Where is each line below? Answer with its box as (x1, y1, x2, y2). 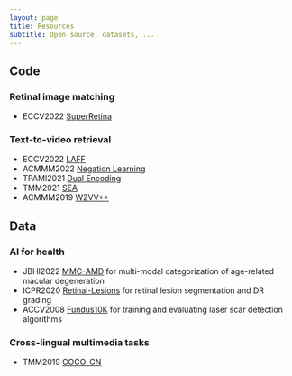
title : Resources (9, 22, 75, 31)
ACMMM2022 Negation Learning (22, 163, 146, 174)
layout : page (9, 13, 59, 23)
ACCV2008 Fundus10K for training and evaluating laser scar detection (22, 304, 284, 316)
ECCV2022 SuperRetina (22, 111, 113, 122)
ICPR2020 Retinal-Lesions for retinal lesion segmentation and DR (22, 285, 264, 296)
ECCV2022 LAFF (22, 154, 86, 165)
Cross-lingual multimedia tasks (9, 335, 151, 348)
